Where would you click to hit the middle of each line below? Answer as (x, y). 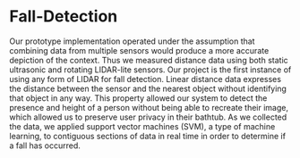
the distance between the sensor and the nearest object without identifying (148, 88)
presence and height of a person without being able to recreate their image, (149, 107)
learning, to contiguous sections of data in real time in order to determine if (148, 136)
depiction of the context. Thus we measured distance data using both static (149, 60)
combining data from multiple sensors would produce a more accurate (139, 50)
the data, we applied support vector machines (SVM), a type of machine (142, 126)
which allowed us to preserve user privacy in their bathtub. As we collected (148, 117)
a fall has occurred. (45, 146)
